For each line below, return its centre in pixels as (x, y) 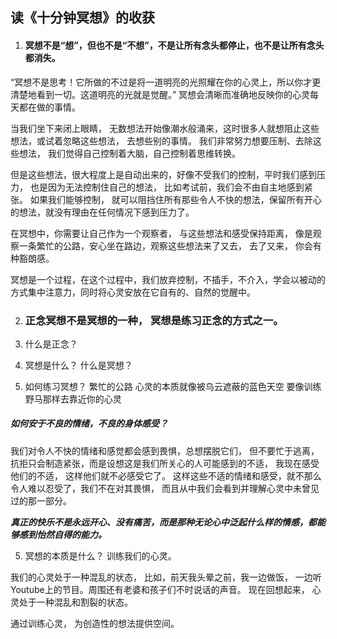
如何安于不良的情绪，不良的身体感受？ (89, 424)
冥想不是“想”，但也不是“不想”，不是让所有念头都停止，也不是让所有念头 (174, 45)
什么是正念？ (51, 344)
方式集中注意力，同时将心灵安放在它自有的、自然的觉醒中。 (133, 292)
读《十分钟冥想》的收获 (82, 18)
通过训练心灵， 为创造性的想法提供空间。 (95, 623)
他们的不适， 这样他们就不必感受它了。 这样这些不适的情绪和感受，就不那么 (166, 475)
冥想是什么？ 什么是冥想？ (78, 365)
